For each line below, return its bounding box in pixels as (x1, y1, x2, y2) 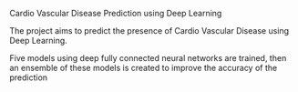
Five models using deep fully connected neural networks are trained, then (9, 53, 287, 63)
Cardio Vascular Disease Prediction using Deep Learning (9, 8, 222, 18)
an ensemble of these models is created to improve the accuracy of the (9, 63, 278, 73)
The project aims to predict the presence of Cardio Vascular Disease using (9, 26, 290, 36)
